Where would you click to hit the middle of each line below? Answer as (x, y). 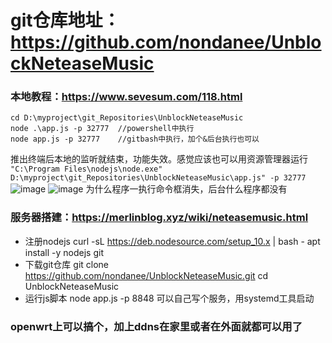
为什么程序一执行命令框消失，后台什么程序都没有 (186, 189)
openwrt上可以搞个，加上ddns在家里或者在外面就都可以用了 (156, 326)
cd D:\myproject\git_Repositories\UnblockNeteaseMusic (127, 118)
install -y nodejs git (64, 252)
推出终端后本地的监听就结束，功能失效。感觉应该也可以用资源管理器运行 (159, 159)
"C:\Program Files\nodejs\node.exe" (86, 169)
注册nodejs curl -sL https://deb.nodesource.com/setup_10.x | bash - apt (172, 241)
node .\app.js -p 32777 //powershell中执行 (102, 129)
